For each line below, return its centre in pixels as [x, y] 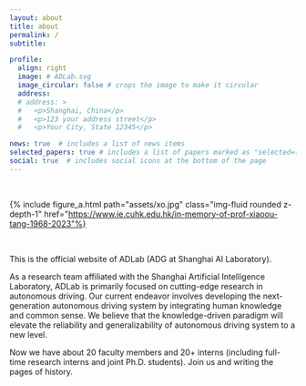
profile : [26, 60]
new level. [29, 334]
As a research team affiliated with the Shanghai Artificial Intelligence [138, 276]
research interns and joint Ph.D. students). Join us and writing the [151, 361]
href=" [56, 214]
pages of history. [41, 371]
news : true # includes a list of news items [97, 144]
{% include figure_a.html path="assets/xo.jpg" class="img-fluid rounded [146, 204]
